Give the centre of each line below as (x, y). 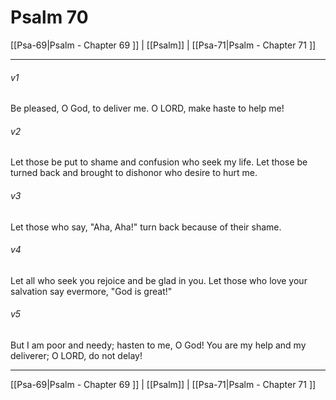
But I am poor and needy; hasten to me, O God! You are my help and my (158, 345)
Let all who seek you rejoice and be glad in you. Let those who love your (159, 280)
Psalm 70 (49, 17)
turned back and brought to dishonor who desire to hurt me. (134, 173)
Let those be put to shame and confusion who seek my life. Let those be (159, 162)
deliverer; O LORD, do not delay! (76, 355)
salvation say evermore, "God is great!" (91, 291)
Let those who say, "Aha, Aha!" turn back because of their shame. (146, 227)
